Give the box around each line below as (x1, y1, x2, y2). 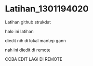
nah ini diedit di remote (5, 47, 51, 53)
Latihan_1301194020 (5, 3, 89, 14)
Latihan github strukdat (5, 19, 51, 25)
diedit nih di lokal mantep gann (5, 37, 66, 44)
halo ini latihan (5, 28, 34, 34)
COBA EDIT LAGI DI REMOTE (5, 56, 63, 62)
